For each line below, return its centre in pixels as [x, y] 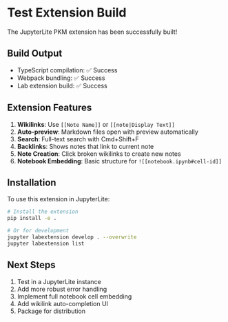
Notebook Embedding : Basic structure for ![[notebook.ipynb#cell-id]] [120, 161]
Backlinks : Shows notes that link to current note [85, 146]
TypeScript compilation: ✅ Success [67, 70]
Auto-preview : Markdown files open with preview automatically [107, 132]
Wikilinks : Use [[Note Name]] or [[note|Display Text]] [96, 124]
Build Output [35, 53]
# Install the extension [43, 212]
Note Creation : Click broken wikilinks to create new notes [99, 154]
